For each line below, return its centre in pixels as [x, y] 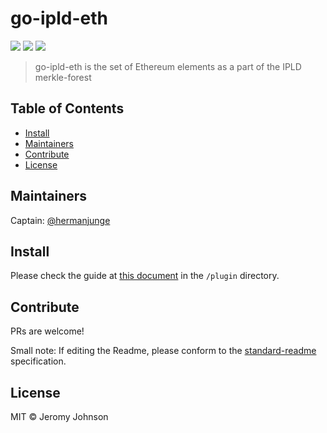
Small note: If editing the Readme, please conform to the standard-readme [163, 351]
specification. [38, 361]
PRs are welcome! [47, 331]
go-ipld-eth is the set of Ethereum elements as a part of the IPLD [168, 66]
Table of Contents [67, 108]
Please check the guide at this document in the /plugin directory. [145, 276]
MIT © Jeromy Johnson [59, 416]
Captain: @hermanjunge [60, 220]
